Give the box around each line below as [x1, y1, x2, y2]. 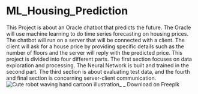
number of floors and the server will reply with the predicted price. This [6, 49, 183, 56]
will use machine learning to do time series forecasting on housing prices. [6, 30, 189, 37]
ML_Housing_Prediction [6, 4, 128, 18]
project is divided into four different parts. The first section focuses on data [6, 55, 192, 62]
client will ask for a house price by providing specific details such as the [6, 43, 184, 50]
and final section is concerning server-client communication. [6, 74, 157, 82]
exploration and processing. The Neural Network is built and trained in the [6, 61, 189, 69]
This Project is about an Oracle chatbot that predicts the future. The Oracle [6, 24, 191, 31]
